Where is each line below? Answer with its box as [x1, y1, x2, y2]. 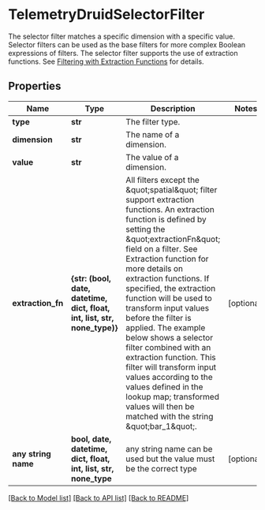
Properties [8, 80, 62, 93]
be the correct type [125, 463, 197, 474]
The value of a [125, 151, 179, 162]
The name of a [125, 128, 180, 140]
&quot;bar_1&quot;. [125, 420, 197, 431]
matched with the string [125, 411, 214, 422]
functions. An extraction [125, 203, 215, 214]
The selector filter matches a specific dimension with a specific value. [8, 32, 235, 41]
